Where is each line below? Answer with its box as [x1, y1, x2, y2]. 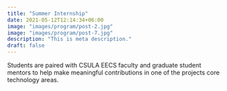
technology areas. [7, 76, 59, 83]
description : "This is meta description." [7, 36, 132, 43]
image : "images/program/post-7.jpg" [7, 29, 113, 37]
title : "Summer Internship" [7, 10, 89, 17]
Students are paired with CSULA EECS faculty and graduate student [7, 61, 201, 69]
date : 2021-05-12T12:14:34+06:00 [7, 17, 104, 23]
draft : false [7, 42, 45, 49]
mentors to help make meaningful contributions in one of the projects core [7, 68, 220, 77]
